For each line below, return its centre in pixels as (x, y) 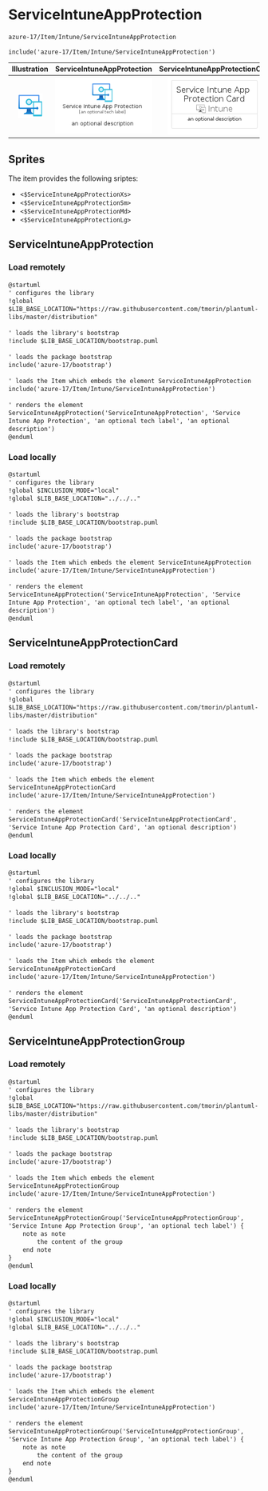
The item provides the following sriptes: (73, 178)
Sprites (27, 159)
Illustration (30, 69)
